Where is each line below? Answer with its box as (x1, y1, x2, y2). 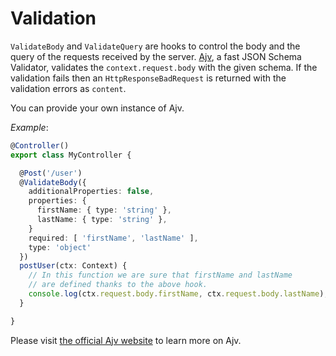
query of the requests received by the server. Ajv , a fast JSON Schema (10, 50, 302, 62)
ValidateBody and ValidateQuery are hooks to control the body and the (10, 40, 301, 52)
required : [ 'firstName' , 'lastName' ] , (28, 233, 199, 243)
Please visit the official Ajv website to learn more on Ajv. (10, 334, 242, 346)
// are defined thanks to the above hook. (28, 280, 208, 290)
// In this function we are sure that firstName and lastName (28, 270, 293, 281)
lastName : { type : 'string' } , (36, 215, 168, 225)
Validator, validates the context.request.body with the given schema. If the (10, 61, 318, 73)
